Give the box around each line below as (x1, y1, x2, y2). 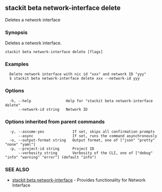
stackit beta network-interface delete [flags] (5, 50, 103, 55)
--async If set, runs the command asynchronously (17, 134, 158, 138)
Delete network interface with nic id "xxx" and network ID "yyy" (9, 72, 146, 77)
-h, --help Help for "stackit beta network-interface (9, 98, 153, 103)
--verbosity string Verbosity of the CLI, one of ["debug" (17, 151, 153, 155)
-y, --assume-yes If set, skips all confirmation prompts (9, 129, 155, 134)
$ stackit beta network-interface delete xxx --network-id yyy (9, 76, 140, 81)
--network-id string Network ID (17, 107, 88, 112)
